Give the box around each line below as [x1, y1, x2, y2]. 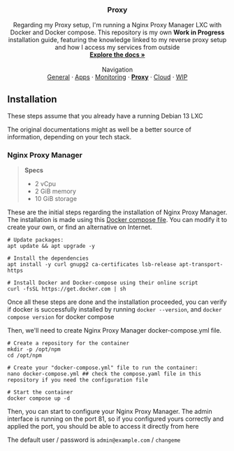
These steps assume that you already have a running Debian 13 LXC [7, 112, 203, 120]
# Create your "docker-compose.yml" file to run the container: [7, 364, 198, 372]
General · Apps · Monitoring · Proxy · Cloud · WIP [47, 73, 188, 81]
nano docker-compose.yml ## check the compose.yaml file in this [7, 370, 201, 377]
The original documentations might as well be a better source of [7, 125, 192, 134]
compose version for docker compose [7, 313, 115, 321]
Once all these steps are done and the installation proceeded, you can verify [7, 298, 227, 306]
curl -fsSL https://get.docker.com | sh [7, 286, 127, 293]
